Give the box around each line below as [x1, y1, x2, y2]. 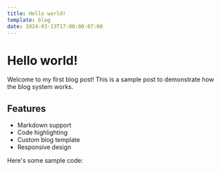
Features [7, 103, 46, 114]
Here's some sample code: [7, 157, 83, 165]
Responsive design [17, 143, 72, 152]
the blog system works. [7, 83, 74, 91]
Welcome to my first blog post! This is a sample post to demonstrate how [7, 75, 215, 83]
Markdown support [17, 121, 72, 130]
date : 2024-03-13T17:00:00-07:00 [7, 23, 103, 30]
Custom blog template [17, 136, 81, 144]
